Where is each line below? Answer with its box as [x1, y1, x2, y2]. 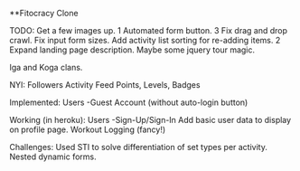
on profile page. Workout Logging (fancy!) [9, 124, 166, 135]
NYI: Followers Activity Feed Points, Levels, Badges [9, 80, 201, 90]
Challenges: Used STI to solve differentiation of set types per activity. [9, 142, 268, 152]
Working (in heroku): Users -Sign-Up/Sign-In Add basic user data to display [9, 115, 292, 125]
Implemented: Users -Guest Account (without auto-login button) [9, 97, 248, 108]
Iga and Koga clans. [9, 62, 83, 72]
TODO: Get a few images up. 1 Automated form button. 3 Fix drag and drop [9, 25, 287, 35]
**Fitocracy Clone [9, 8, 79, 18]
